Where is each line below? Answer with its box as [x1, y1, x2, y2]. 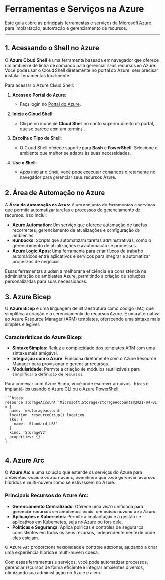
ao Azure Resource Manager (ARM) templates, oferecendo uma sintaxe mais [5, 316, 160, 322]
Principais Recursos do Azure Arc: [5, 492, 89, 499]
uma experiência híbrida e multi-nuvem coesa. [5, 549, 99, 555]
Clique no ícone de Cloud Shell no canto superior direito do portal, [19, 120, 155, 126]
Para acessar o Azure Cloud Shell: [5, 82, 74, 88]
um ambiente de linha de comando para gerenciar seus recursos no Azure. [5, 62, 157, 68]
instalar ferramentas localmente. [5, 72, 71, 78]
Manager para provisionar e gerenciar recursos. [12, 361, 110, 367]
